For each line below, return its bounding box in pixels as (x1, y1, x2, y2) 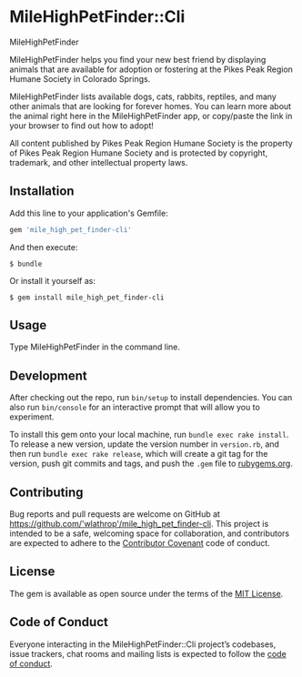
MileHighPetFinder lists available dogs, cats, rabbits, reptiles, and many (9, 91, 277, 102)
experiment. (9, 411, 55, 422)
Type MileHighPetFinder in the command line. (9, 341, 180, 352)
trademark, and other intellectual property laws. (9, 157, 188, 167)
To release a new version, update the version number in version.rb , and (9, 439, 280, 450)
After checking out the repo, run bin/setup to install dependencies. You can (9, 392, 293, 403)
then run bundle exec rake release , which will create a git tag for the (9, 449, 268, 460)
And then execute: (9, 241, 78, 252)
